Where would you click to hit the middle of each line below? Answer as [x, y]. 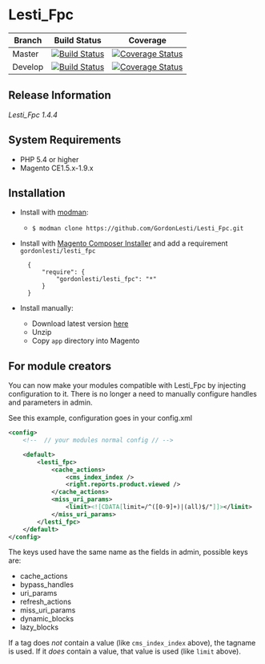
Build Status [78, 40]
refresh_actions [46, 602]
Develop [28, 67]
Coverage [147, 40]
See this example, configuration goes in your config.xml [100, 418]
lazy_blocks [39, 627]
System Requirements [65, 140]
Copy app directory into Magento [86, 341]
